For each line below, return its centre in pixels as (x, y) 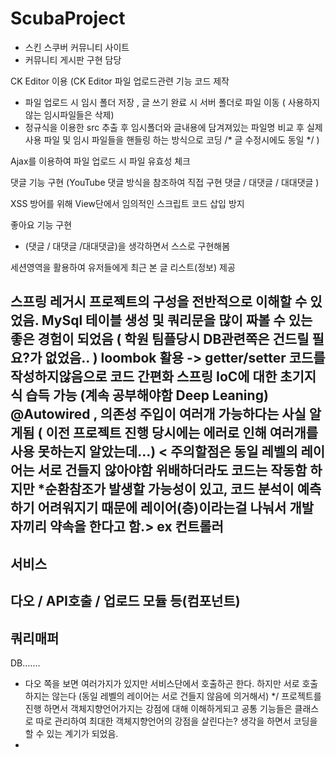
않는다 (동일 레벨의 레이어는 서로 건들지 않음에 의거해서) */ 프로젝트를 (186, 696)
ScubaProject (68, 18)
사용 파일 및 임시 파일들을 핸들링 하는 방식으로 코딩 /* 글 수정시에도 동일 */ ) (172, 139)
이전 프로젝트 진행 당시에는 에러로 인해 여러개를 (182, 433)
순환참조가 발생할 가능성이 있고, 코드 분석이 (169, 489)
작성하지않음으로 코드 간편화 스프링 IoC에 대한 (144, 377)
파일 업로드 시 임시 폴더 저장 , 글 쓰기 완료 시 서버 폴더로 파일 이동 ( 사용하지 (172, 102)
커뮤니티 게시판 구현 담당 (73, 59)
